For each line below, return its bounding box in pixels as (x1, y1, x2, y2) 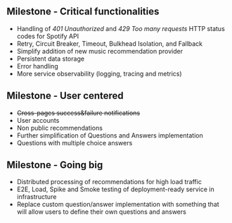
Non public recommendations (16, 123, 103, 132)
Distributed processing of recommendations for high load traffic (16, 178, 202, 186)
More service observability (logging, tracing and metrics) (16, 69, 182, 78)
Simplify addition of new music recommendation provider (16, 47, 183, 55)
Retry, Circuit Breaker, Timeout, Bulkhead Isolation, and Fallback (16, 39, 203, 48)
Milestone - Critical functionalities (6, 6, 160, 18)
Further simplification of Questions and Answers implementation (16, 131, 203, 140)
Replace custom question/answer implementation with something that (16, 200, 219, 209)
